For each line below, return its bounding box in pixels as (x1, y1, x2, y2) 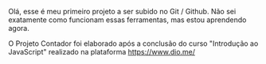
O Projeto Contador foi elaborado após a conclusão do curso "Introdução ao (8, 39, 259, 48)
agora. (8, 24, 30, 32)
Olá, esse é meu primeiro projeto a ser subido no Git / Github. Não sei (8, 7, 237, 16)
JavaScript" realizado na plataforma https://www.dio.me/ (8, 47, 196, 56)
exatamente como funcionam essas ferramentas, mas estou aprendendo (8, 15, 247, 24)
